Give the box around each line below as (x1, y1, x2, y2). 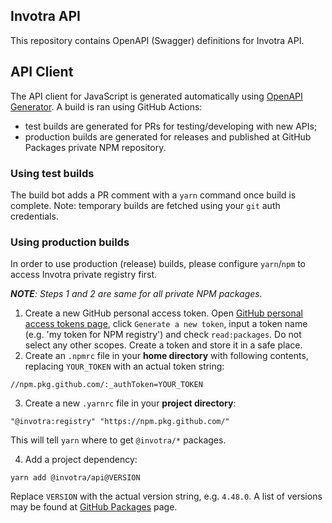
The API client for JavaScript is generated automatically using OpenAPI (10, 90, 303, 102)
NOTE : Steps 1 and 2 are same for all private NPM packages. (10, 288, 263, 300)
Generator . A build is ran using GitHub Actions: (10, 100, 203, 113)
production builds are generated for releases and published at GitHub (24, 130, 312, 143)
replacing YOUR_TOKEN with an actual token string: (24, 360, 225, 373)
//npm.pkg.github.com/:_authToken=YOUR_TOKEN (10, 380, 203, 390)
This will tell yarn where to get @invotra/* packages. (10, 434, 227, 446)
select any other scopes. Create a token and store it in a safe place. (24, 339, 303, 351)
